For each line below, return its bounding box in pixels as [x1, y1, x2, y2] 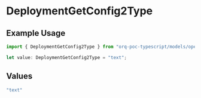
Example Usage [6, 28, 66, 38]
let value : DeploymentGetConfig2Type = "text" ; [6, 54, 127, 60]
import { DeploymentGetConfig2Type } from [6, 44, 114, 50]
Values [6, 71, 33, 81]
